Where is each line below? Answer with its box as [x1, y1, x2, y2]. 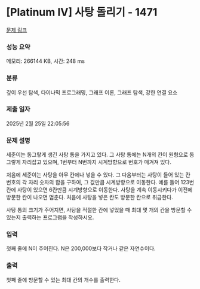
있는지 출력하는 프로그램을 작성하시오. [6, 214, 94, 221]
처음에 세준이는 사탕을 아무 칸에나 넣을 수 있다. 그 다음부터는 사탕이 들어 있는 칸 [6, 171, 191, 178]
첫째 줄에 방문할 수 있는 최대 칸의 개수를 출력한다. [6, 276, 121, 283]
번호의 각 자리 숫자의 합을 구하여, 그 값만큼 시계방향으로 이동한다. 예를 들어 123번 [6, 179, 195, 186]
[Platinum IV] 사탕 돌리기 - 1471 [6, 5, 158, 19]
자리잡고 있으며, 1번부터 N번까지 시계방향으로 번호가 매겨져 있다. [21, 159, 172, 166]
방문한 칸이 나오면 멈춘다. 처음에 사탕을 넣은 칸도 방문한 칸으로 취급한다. [6, 194, 173, 201]
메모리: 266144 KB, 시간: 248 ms [6, 57, 85, 65]
